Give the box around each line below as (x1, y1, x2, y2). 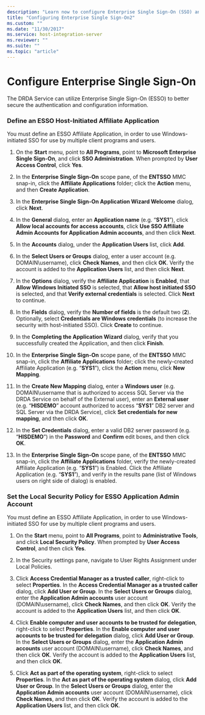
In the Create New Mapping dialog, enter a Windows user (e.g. (15, 382, 175, 390)
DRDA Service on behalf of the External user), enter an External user (15, 395, 189, 402)
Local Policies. (15, 563, 52, 570)
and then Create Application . (15, 186, 90, 193)
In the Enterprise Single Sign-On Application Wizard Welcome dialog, (15, 198, 194, 205)
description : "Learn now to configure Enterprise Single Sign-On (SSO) (7, 9, 192, 15)
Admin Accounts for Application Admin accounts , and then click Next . (15, 229, 196, 236)
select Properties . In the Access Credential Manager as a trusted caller (15, 581, 198, 589)
